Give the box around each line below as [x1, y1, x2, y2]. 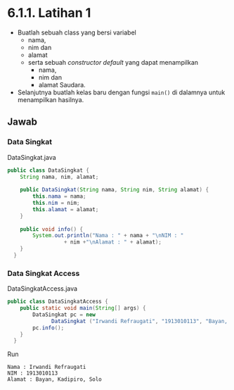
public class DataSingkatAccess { [7, 298, 109, 306]
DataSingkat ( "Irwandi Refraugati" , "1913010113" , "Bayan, [51, 317, 228, 325]
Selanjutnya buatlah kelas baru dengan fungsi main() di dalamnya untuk [17, 88, 226, 96]
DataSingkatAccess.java [7, 284, 78, 293]
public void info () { [20, 225, 83, 233]
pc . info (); [32, 324, 65, 332]
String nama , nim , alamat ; [20, 173, 99, 180]
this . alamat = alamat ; [32, 206, 99, 213]
